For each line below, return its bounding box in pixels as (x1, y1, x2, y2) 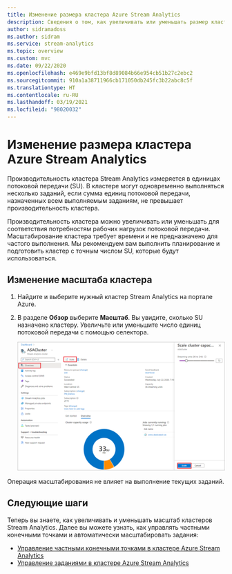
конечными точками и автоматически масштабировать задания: (7, 530, 199, 539)
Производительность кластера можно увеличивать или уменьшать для (7, 217, 220, 225)
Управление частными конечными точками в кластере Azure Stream (17, 544, 220, 552)
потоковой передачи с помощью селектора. (17, 328, 149, 336)
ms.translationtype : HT (7, 84, 76, 91)
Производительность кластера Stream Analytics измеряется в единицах (7, 174, 221, 183)
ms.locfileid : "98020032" (7, 106, 81, 114)
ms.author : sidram (7, 33, 60, 40)
